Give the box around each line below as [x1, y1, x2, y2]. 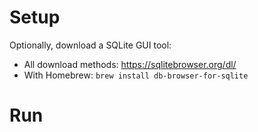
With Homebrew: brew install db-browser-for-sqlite [23, 69, 249, 81]
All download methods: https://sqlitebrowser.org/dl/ [23, 58, 237, 70]
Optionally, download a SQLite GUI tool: [9, 39, 172, 51]
